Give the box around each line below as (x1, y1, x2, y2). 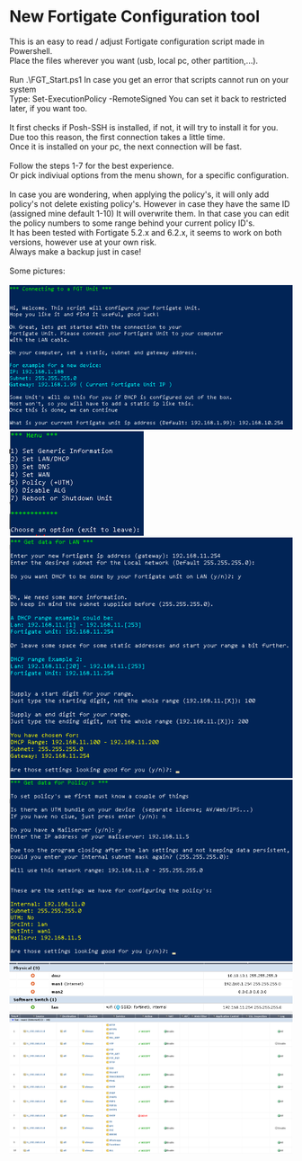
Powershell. (9, 45, 53, 56)
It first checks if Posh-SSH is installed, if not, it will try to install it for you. (9, 121, 279, 132)
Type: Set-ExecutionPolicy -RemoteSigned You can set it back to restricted (9, 93, 287, 104)
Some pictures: (9, 265, 66, 276)
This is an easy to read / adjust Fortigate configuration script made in (9, 36, 265, 47)
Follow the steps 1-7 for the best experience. (9, 160, 174, 171)
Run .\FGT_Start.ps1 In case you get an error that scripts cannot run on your (9, 74, 289, 85)
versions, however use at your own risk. (9, 237, 157, 247)
